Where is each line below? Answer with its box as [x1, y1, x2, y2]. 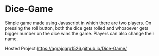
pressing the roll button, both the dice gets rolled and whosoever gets [5, 25, 149, 31]
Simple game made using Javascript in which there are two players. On [5, 20, 152, 26]
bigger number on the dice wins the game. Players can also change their [5, 30, 155, 36]
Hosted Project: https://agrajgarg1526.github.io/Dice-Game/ [5, 45, 127, 51]
